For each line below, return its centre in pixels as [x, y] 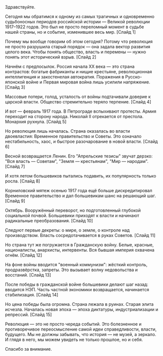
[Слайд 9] [15, 201]
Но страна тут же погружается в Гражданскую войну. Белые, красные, [80, 245]
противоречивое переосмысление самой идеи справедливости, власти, [81, 329]
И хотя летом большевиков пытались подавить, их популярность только [81, 176]
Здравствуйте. [20, 7]
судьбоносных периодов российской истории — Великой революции [77, 22]
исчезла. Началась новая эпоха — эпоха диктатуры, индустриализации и [82, 309]
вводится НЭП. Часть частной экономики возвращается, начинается [77, 289]
